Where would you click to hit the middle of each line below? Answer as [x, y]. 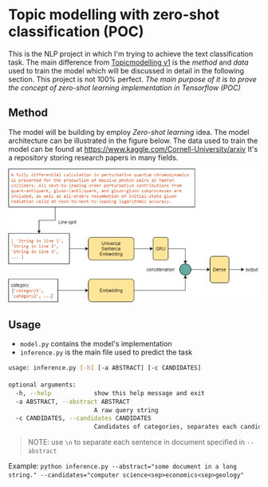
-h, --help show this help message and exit [110, 393]
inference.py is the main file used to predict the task [106, 352]
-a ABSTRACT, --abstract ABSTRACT [73, 402]
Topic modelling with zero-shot [114, 15]
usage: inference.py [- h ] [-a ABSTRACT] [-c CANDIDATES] [105, 368]
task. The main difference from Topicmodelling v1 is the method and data [128, 62]
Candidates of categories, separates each [166, 427]
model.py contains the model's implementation [96, 344]
